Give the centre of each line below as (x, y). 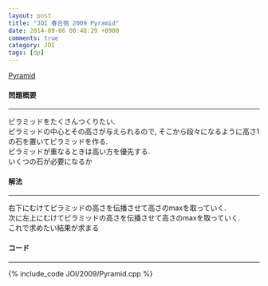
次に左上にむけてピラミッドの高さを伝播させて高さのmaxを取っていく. (124, 218)
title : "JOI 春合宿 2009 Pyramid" (64, 23)
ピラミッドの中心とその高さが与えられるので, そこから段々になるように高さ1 (134, 132)
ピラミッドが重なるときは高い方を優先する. (79, 152)
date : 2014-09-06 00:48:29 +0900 (64, 30)
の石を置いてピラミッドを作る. (58, 141)
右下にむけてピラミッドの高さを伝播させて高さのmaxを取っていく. (118, 208)
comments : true (33, 38)
